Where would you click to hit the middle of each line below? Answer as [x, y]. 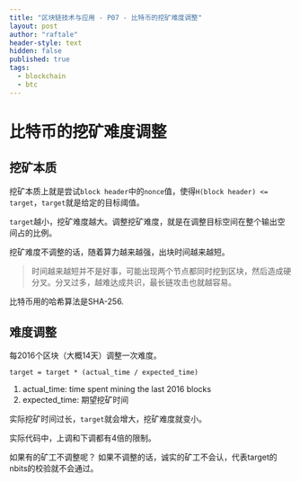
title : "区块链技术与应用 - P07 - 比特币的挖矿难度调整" [106, 18]
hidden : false [36, 51]
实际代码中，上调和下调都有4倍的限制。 [83, 438]
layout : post [34, 26]
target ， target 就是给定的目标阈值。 [77, 202]
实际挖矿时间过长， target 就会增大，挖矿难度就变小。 [108, 419]
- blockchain [42, 76]
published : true [40, 59]
